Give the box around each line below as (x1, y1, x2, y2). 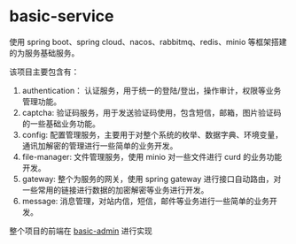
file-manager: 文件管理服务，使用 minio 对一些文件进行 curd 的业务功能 (21, 151, 282, 162)
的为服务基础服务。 (9, 47, 80, 58)
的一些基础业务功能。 (21, 118, 100, 129)
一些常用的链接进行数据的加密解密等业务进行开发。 (21, 184, 209, 195)
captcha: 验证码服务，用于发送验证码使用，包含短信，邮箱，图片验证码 (21, 107, 282, 118)
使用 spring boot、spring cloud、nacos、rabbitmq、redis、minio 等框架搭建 (9, 36, 287, 47)
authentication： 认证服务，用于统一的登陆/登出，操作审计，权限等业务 (21, 85, 282, 95)
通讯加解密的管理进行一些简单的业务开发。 (21, 140, 178, 151)
